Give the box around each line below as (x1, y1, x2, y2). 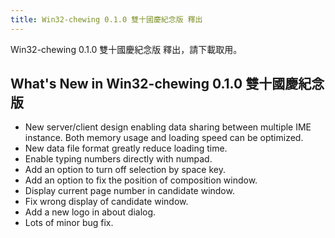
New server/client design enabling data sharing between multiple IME (24, 121, 312, 133)
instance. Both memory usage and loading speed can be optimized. (24, 132, 304, 144)
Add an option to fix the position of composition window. (24, 174, 258, 186)
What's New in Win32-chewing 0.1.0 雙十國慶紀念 (10, 76, 325, 93)
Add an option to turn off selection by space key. (24, 164, 227, 176)
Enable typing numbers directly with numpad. (24, 153, 213, 165)
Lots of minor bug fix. (24, 217, 114, 229)
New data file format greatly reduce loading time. (24, 142, 228, 155)
